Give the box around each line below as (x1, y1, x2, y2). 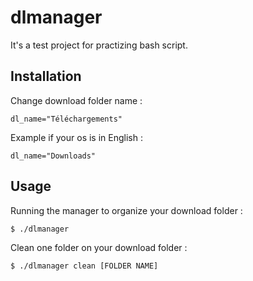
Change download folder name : (10, 94, 143, 106)
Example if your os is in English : (10, 131, 143, 143)
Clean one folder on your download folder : (10, 241, 188, 253)
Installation (10, 68, 82, 85)
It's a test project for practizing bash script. (10, 39, 188, 51)
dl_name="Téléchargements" (10, 114, 123, 124)
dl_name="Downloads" (10, 151, 97, 161)
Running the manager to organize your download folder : (10, 204, 243, 216)
